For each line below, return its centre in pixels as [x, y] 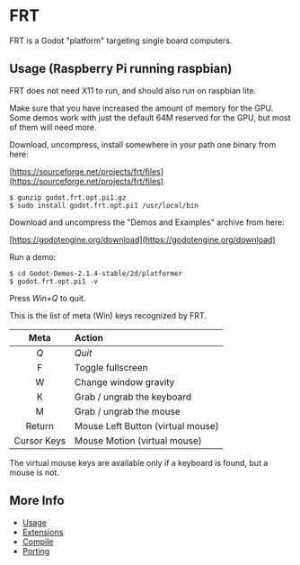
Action [89, 337]
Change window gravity [125, 381]
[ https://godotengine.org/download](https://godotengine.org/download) [142, 239]
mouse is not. [35, 472]
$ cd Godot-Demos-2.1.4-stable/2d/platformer [96, 274]
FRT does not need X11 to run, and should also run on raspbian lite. [133, 90]
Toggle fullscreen [111, 367]
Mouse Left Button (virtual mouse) [147, 426]
